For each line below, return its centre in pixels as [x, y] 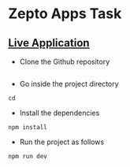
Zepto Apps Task [65, 14]
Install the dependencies [59, 113]
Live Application [49, 43]
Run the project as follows [62, 142]
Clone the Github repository [65, 61]
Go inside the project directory [69, 84]
